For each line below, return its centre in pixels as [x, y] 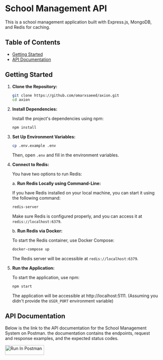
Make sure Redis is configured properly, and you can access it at [77, 216]
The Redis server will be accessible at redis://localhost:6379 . [75, 258]
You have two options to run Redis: [47, 174]
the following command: [36, 198]
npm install [24, 128]
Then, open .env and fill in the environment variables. [65, 155]
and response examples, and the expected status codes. [62, 338]
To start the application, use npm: [46, 277]
